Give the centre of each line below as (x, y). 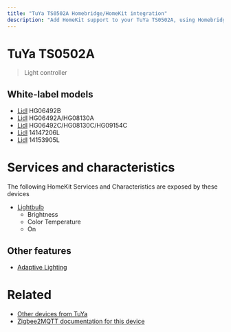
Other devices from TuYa (52, 313)
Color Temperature (54, 222)
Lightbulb (31, 207)
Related (29, 295)
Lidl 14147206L (38, 133)
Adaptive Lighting (42, 267)
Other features (39, 251)
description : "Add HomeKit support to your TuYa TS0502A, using (101, 20)
